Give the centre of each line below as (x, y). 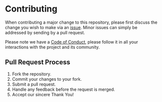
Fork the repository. (32, 74)
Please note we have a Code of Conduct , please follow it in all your (72, 42)
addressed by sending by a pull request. (45, 32)
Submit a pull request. (34, 84)
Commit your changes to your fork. (47, 79)
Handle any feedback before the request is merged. (63, 89)
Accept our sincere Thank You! (43, 94)
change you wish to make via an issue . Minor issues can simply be (71, 27)
